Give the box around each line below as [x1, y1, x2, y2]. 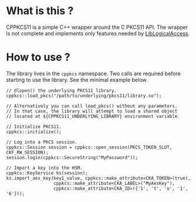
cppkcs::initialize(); [6, 128, 62, 135]
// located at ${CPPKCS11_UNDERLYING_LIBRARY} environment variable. [6, 113, 181, 119]
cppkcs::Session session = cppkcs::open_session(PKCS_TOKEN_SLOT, [6, 144, 172, 150]
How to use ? [6, 51, 71, 64]
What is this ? [6, 4, 74, 18]
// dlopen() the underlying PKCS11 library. [6, 87, 117, 94]
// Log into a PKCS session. [6, 139, 78, 145]
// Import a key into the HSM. [6, 165, 83, 171]
